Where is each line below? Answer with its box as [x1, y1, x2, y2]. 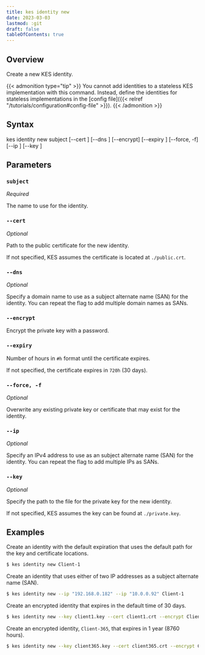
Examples [6, 527, 45, 537]
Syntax [6, 120, 34, 130]
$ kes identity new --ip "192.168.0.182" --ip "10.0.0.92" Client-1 [6, 591, 184, 597]
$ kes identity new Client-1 [6, 562, 81, 568]
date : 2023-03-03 [6, 15, 51, 21]
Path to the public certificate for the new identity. [6, 242, 129, 249]
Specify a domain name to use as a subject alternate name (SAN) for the [6, 293, 189, 300]
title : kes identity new [6, 9, 70, 15]
